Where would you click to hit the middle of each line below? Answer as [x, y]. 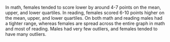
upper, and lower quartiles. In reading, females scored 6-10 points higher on [85, 13]
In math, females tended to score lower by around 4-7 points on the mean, [83, 7]
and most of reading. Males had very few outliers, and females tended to [81, 29]
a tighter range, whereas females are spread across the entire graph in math [85, 23]
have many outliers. [26, 34]
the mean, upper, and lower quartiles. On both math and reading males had [84, 18]
